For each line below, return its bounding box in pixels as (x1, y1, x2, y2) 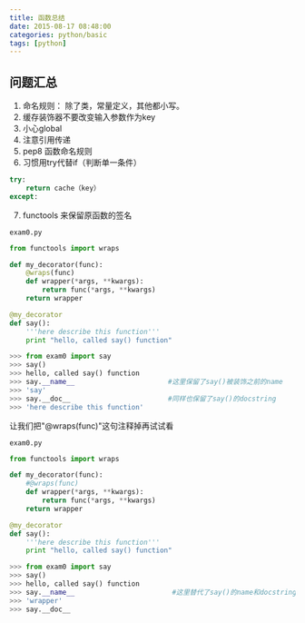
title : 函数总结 (9, 13, 65, 23)
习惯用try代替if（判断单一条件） (22, 157, 143, 168)
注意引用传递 (22, 134, 71, 145)
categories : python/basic (9, 30, 107, 39)
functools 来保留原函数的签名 (22, 210, 133, 221)
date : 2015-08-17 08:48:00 (9, 22, 112, 31)
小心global (22, 124, 63, 134)
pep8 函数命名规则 (22, 146, 93, 157)
